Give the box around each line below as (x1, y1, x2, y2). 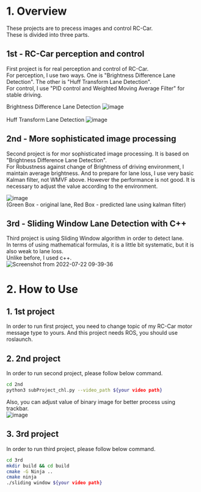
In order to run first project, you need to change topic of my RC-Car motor (6, 322, 192, 330)
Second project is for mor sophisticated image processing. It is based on (6, 150, 189, 157)
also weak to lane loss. (6, 248, 64, 255)
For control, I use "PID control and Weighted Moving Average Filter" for (6, 84, 185, 92)
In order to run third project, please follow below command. (6, 445, 156, 452)
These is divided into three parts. (6, 31, 90, 38)
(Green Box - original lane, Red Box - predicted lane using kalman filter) (6, 201, 186, 208)
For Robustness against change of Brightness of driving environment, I (6, 163, 185, 170)
